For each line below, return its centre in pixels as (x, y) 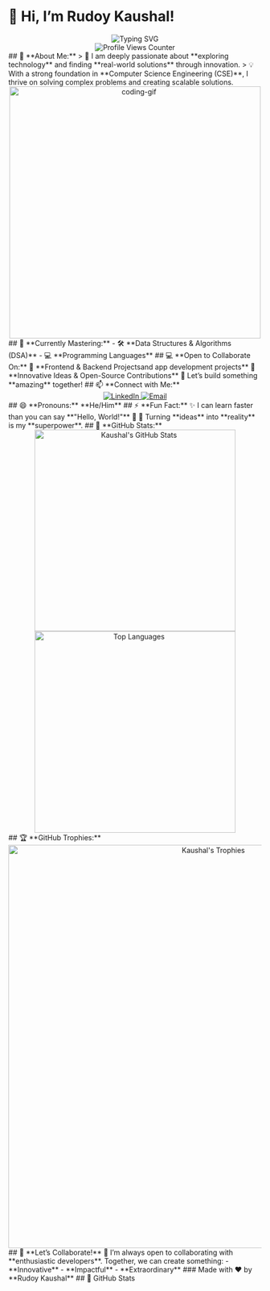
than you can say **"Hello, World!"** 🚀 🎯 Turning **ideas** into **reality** (132, 416)
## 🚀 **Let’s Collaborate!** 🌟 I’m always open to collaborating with (121, 1252)
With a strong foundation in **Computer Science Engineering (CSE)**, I (129, 73)
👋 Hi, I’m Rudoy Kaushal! (92, 17)
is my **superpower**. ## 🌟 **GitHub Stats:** (85, 425)
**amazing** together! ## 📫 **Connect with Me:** (94, 384)
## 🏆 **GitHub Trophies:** (55, 837)
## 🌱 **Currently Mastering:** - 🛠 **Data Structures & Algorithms (120, 343)
